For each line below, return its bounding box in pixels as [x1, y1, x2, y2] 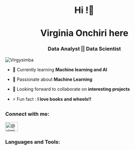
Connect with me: [5, 110, 50, 117]
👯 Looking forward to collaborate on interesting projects [12, 86, 130, 92]
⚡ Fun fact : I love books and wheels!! [12, 96, 92, 102]
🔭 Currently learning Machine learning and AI [12, 66, 107, 72]
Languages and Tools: [5, 138, 60, 145]
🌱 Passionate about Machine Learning [12, 76, 93, 82]
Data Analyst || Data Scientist [47, 45, 121, 52]
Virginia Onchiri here [40, 28, 129, 39]
